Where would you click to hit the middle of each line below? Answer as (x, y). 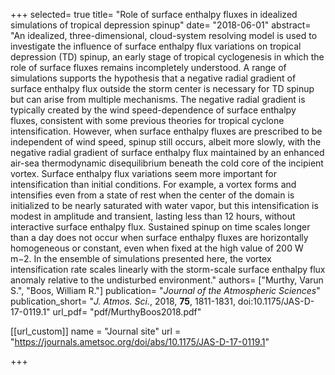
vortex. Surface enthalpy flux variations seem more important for (143, 173)
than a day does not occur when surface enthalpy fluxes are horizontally (159, 237)
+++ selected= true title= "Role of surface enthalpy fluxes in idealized (154, 14)
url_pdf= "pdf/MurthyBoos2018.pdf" (127, 312)
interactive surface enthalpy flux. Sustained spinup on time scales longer (160, 227)
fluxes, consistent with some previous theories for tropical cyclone (147, 120)
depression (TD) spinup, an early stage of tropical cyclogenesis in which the (167, 57)
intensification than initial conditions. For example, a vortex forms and (153, 184)
